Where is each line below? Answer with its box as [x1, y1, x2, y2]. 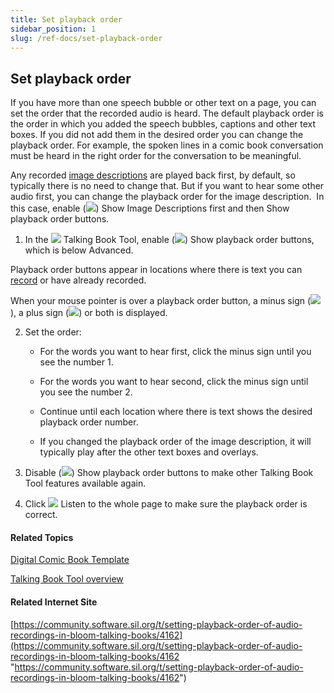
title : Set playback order [10, 14, 123, 25]
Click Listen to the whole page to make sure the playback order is [24, 498, 308, 510]
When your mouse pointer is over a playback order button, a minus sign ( [10, 295, 312, 307]
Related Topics [10, 531, 74, 543]
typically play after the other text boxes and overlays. [39, 446, 259, 458]
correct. [24, 509, 58, 521]
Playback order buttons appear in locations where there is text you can [10, 264, 303, 276]
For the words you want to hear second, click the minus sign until [39, 376, 309, 388]
